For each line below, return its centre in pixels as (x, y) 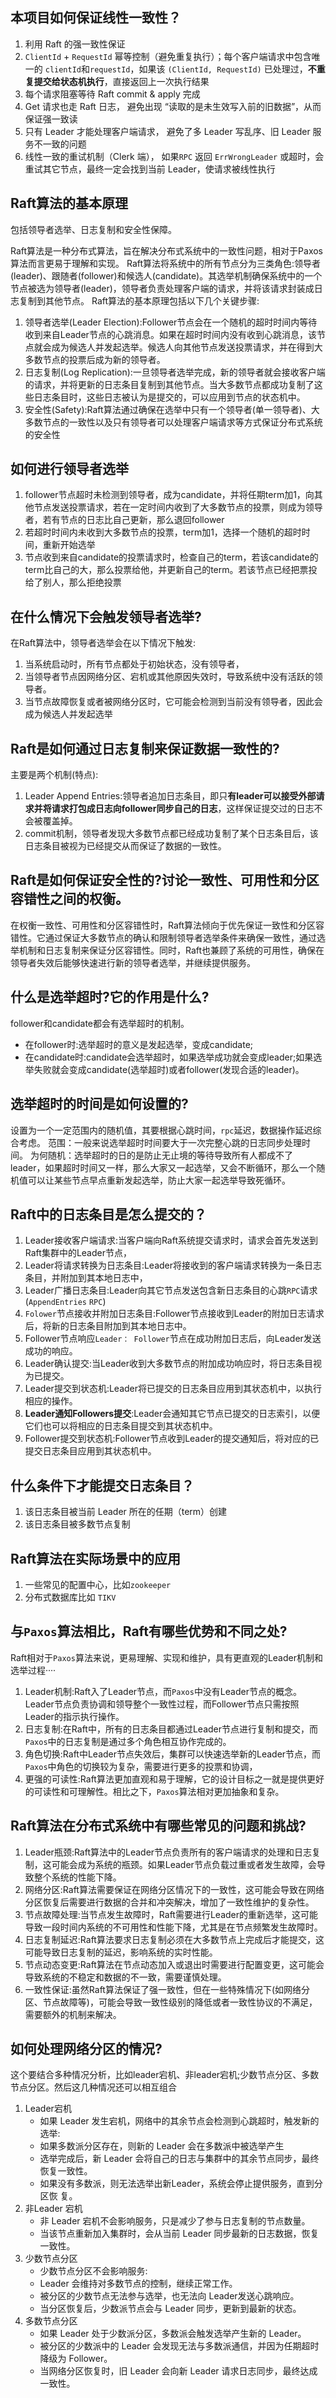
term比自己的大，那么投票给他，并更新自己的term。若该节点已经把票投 (171, 570)
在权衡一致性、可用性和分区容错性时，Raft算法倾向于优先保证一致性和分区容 (167, 925)
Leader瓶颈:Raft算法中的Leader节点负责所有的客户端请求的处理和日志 (168, 1852)
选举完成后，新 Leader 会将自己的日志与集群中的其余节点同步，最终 (179, 2159)
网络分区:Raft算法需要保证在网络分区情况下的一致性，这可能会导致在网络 (174, 1889)
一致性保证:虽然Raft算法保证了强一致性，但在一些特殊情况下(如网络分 (167, 1989)
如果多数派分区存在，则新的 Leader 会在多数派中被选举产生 (162, 2146)
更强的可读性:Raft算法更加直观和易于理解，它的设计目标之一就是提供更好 (174, 1779)
